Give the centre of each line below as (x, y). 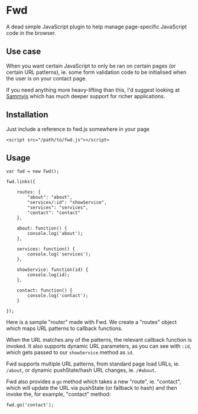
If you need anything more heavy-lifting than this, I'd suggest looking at (93, 90)
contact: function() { (45, 290)
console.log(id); (48, 275)
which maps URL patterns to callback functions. (64, 328)
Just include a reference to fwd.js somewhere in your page (78, 129)
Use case (24, 52)
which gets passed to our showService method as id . (70, 352)
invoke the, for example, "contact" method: (59, 394)
